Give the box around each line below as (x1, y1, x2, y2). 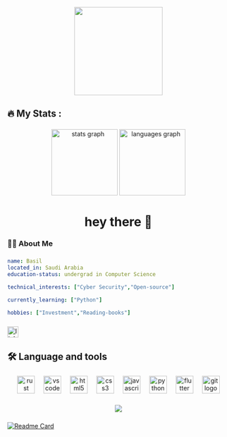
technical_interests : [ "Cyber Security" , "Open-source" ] (7, 283, 175, 291)
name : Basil (7, 258, 42, 265)
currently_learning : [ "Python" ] (7, 296, 102, 304)
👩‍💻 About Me (7, 239, 53, 249)
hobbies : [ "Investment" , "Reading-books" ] (7, 309, 131, 316)
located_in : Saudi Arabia (7, 264, 83, 272)
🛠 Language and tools (7, 350, 108, 362)
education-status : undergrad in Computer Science (7, 271, 157, 278)
